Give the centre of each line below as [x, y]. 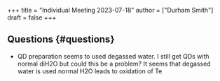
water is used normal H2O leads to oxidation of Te [90, 71]
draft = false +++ [32, 17]
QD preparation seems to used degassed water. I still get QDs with [113, 56]
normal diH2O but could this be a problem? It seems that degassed [114, 64]
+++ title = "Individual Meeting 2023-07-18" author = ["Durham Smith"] [110, 10]
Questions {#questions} [61, 39]
